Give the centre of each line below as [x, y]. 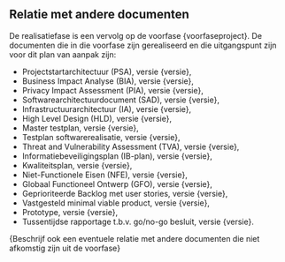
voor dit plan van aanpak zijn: [63, 54]
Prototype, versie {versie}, [70, 212]
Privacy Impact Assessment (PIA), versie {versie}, [112, 90]
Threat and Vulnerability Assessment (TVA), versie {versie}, [131, 146]
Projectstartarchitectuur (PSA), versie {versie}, [107, 71]
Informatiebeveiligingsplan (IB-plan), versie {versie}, [117, 156]
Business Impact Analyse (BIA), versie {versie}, [108, 81]
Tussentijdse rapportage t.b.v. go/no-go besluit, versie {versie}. [138, 221]
